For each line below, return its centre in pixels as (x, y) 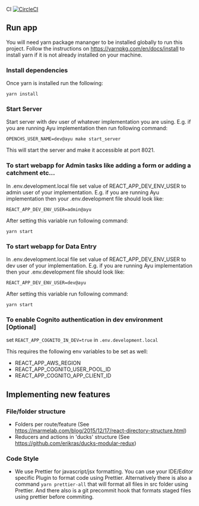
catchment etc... (31, 173)
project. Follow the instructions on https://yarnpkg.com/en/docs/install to (96, 48)
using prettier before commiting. (54, 497)
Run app (22, 28)
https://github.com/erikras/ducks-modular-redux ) (75, 443)
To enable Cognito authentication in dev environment (85, 319)
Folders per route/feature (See (52, 424)
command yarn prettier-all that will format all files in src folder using (101, 484)
